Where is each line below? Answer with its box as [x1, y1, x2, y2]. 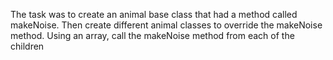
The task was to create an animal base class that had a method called [10, 9, 298, 20]
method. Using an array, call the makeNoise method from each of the [10, 30, 295, 41]
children [10, 40, 45, 52]
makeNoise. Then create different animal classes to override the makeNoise [10, 19, 323, 31]
